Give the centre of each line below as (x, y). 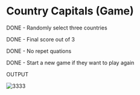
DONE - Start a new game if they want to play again (70, 63)
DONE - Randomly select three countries (57, 28)
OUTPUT (17, 74)
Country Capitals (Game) (70, 11)
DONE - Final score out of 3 (41, 39)
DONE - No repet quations (39, 51)
